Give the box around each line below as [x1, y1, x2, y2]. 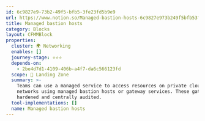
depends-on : [11, 60, 42, 66]
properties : [6, 37, 36, 43]
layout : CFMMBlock [6, 32, 53, 38]
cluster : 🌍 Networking [11, 43, 71, 50]
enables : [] [11, 49, 42, 55]
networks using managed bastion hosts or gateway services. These [17, 89, 190, 95]
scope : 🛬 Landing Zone [11, 71, 69, 78]
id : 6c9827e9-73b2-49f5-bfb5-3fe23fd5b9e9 [6, 9, 116, 15]
